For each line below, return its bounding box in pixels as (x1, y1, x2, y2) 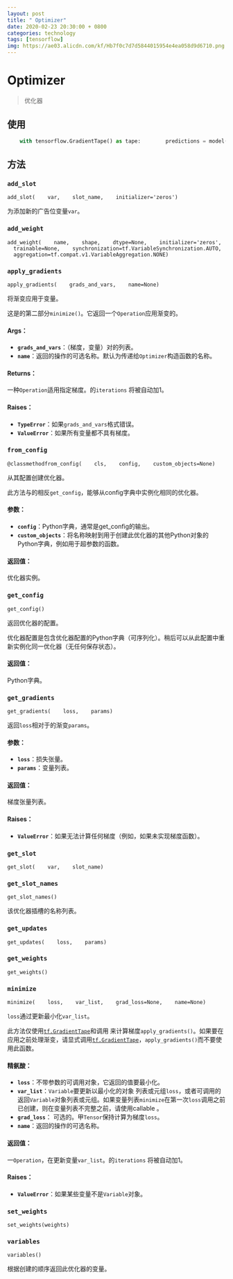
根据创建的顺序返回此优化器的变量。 (7, 1264, 111, 1273)
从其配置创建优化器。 (7, 473, 68, 482)
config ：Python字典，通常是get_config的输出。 (17, 523, 154, 531)
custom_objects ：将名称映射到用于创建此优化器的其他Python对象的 (17, 531, 209, 539)
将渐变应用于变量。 (7, 294, 62, 303)
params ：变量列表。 (17, 763, 73, 772)
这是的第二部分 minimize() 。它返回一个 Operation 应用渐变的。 (7, 309, 182, 317)
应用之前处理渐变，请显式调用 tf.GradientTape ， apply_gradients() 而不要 (7, 1035, 216, 1044)
